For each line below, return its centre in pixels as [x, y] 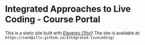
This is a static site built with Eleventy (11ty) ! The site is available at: [73, 33]
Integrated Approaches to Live [68, 9]
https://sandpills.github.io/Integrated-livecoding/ [60, 38]
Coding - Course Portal [53, 19]
